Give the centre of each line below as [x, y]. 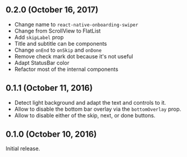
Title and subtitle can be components [61, 43]
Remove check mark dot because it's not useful [74, 56]
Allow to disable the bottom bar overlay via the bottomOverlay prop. [98, 109]
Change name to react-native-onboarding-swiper [76, 24]
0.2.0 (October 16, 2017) [52, 10]
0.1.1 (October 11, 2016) [49, 88]
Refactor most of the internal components [66, 69]
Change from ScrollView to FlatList [57, 31]
